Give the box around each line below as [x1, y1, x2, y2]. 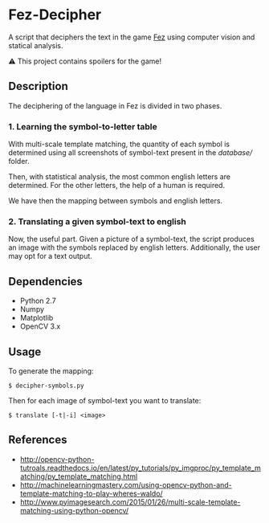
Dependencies [8, 275, 83, 288]
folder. [8, 157, 30, 166]
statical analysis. [8, 40, 63, 50]
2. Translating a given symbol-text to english [8, 215, 187, 227]
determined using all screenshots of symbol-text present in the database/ [8, 148, 253, 157]
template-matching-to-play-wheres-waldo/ [19, 488, 163, 498]
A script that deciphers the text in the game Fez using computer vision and [8, 32, 255, 42]
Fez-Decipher [8, 6, 102, 24]
